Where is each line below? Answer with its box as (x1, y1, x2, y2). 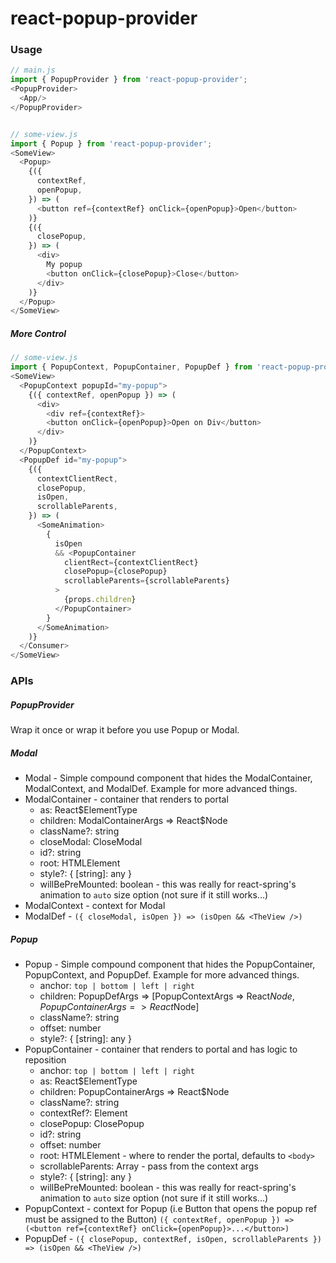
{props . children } (63, 595, 137, 605)
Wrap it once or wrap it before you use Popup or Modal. (10, 724, 240, 736)
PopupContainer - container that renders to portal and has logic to (24, 1043, 298, 1056)
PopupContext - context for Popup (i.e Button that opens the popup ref (24, 1203, 318, 1215)
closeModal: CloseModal (39, 836, 143, 848)
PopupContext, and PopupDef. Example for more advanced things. (24, 969, 300, 981)
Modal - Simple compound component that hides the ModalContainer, (24, 772, 313, 784)
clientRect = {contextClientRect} (63, 557, 199, 567)
